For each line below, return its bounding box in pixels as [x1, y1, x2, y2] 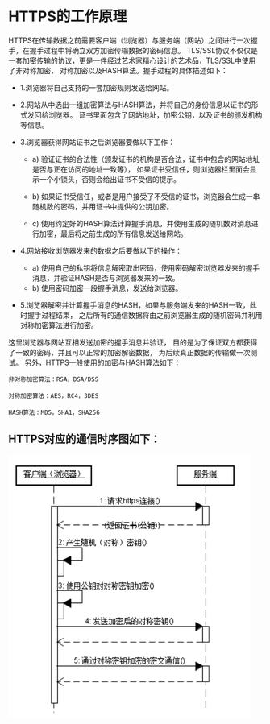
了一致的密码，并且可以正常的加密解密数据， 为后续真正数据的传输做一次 [8, 347, 251, 357]
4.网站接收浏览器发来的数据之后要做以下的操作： [19, 246, 183, 255]
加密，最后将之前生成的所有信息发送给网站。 [39, 229, 188, 238]
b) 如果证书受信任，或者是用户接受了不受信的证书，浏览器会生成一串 [31, 191, 260, 201]
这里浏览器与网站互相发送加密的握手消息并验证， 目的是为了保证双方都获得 [8, 337, 258, 347]
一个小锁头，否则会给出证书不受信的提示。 [39, 174, 181, 184]
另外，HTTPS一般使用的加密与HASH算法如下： [23, 358, 181, 367]
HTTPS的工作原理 [8, 7, 127, 26]
